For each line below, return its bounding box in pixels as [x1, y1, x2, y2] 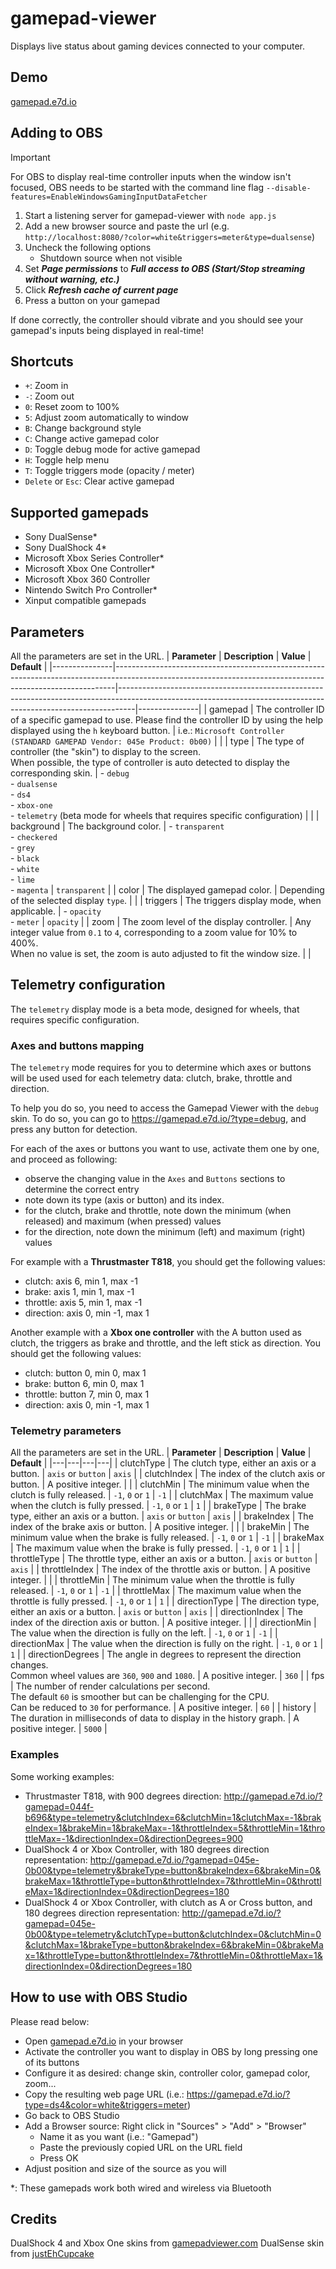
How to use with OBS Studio [10, 1989, 188, 2006]
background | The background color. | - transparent [10, 820, 225, 832]
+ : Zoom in [24, 380, 69, 392]
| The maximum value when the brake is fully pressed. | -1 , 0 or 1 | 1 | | [10, 1542, 301, 1554]
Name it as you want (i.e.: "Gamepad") [39, 2130, 199, 2142]
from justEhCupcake [10, 2248, 95, 2260]
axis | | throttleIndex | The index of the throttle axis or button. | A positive [10, 1563, 311, 1576]
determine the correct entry [24, 1183, 140, 1196]
